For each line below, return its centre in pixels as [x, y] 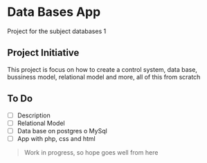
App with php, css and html [56, 138]
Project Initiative [43, 53]
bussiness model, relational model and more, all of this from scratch [104, 77]
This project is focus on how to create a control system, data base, [102, 69]
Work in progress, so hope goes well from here [91, 152]
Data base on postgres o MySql [62, 131]
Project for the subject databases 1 [57, 31]
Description [34, 115]
